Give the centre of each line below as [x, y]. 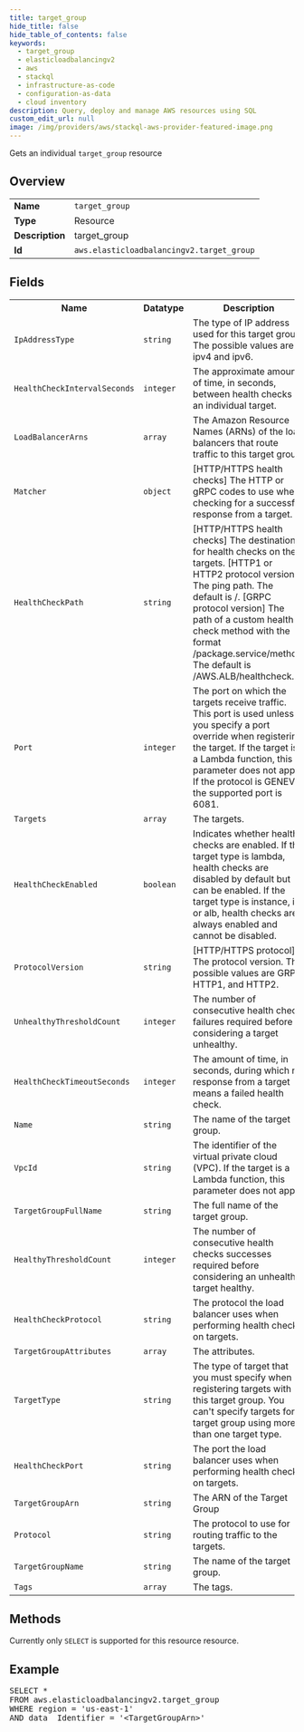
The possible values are [243, 345]
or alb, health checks [237, 913]
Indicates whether [231, 833]
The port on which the [240, 691]
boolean [160, 884]
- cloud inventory [52, 102]
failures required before [243, 1021]
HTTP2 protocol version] [246, 574]
